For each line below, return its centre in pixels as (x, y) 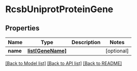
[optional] (117, 51)
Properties (22, 28)
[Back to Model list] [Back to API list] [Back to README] (64, 63)
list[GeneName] (47, 51)
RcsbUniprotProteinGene (59, 9)
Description (86, 42)
